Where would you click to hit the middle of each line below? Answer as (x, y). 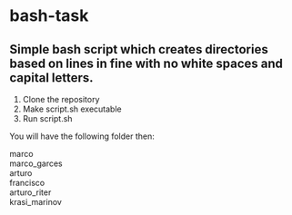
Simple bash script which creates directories (139, 49)
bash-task (49, 16)
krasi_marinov (35, 202)
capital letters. (51, 78)
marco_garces (36, 163)
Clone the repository (61, 99)
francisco (27, 183)
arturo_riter (30, 192)
